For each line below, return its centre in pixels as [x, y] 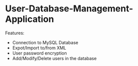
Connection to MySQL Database [45, 42]
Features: [15, 33]
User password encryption [39, 53]
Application [30, 19]
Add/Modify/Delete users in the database [54, 58]
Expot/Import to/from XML [39, 48]
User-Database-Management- [69, 9]
